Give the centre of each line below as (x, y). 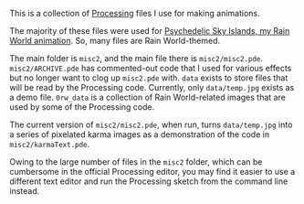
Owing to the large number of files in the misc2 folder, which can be (136, 162)
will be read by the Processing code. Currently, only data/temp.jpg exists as (152, 87)
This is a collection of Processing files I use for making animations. (135, 13)
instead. (25, 191)
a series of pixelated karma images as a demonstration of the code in (140, 134)
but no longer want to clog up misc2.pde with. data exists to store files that (149, 78)
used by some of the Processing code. (82, 107)
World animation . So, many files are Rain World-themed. (115, 41)
